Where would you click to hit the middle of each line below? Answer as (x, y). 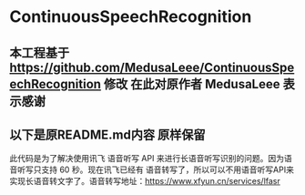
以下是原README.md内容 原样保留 (108, 134)
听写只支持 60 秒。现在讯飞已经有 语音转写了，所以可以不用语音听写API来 (155, 169)
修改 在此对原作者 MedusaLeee (192, 84)
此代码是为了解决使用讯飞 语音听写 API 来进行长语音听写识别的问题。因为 (147, 159)
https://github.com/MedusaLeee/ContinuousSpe (152, 67)
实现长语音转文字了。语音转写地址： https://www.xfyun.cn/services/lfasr (145, 181)
